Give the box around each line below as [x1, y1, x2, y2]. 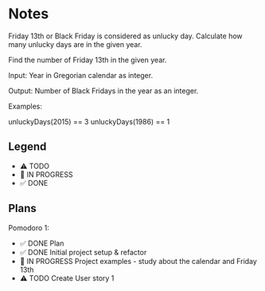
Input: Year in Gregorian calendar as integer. [8, 70, 154, 80]
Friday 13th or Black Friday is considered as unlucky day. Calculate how [8, 31, 243, 41]
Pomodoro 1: [8, 222, 49, 232]
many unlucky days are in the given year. [8, 39, 142, 49]
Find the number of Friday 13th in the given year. [8, 55, 167, 65]
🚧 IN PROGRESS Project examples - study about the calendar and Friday [19, 256, 257, 265]
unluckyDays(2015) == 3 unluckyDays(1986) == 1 [8, 116, 170, 126]
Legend [8, 140, 47, 154]
